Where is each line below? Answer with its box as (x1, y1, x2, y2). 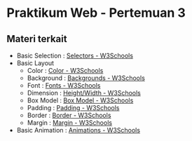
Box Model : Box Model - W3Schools (27, 96, 134, 105)
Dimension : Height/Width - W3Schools (27, 89, 141, 97)
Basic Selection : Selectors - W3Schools (16, 51, 134, 60)
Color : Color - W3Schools (27, 67, 104, 74)
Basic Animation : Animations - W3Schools (16, 126, 141, 134)
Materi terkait (6, 33, 67, 45)
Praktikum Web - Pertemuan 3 (6, 5, 186, 21)
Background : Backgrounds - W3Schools (27, 74, 145, 82)
